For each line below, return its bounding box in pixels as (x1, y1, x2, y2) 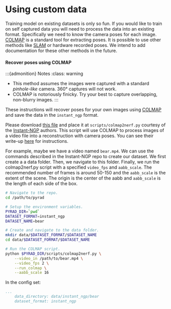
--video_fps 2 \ (14, 261, 50, 266)
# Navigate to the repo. (5, 190, 58, 196)
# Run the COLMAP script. (5, 246, 60, 252)
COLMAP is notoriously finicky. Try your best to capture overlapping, (12, 91, 158, 97)
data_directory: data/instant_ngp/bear (14, 294, 100, 299)
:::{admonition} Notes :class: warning (5, 70, 83, 77)
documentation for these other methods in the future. (5, 47, 117, 54)
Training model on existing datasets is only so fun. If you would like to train (5, 20, 162, 27)
